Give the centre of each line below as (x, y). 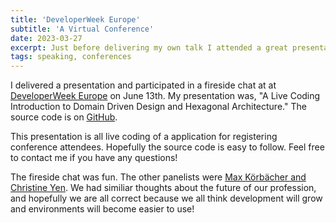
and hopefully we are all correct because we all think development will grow (166, 198)
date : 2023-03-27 (46, 38)
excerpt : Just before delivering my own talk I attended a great (149, 47)
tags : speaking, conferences (71, 57)
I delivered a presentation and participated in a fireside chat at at (143, 85)
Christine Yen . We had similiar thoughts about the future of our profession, (163, 188)
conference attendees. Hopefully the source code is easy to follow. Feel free (167, 147)
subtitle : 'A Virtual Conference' (82, 29)
